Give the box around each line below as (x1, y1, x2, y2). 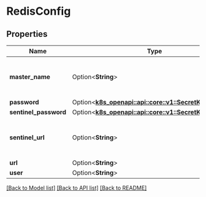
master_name (9, 72, 51, 81)
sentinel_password (9, 108, 66, 116)
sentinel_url (9, 133, 45, 142)
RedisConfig (6, 4, 71, 18)
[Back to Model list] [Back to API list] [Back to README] (6, 184, 147, 191)
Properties (6, 29, 48, 39)
